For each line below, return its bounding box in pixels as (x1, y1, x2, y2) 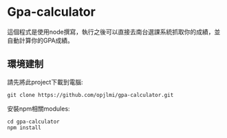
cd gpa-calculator (7, 118, 60, 125)
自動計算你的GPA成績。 (7, 36, 74, 45)
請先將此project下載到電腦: (7, 78, 84, 86)
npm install (7, 124, 41, 131)
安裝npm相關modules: (7, 104, 70, 113)
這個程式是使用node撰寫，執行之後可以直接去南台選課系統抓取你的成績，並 (7, 27, 221, 36)
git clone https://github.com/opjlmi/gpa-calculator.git (7, 91, 174, 98)
